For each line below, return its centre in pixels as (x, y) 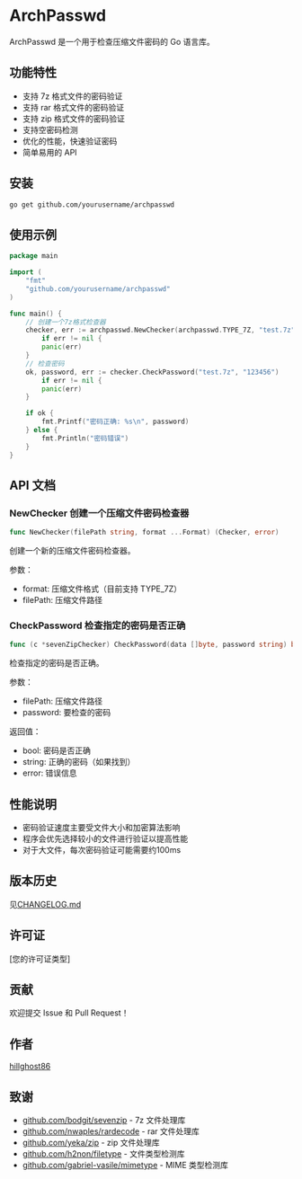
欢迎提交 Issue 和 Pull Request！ (69, 1013)
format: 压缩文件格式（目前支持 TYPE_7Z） (102, 589)
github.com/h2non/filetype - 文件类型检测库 (103, 1154)
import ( (26, 272)
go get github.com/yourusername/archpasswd (92, 204)
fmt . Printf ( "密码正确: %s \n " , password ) (115, 422)
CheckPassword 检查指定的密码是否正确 (98, 625)
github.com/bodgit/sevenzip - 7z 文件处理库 (104, 1121)
